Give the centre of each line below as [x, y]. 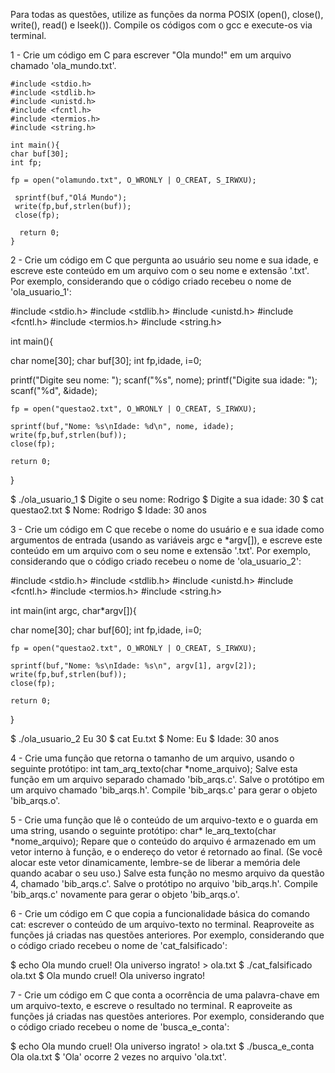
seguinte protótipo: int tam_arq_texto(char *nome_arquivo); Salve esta [154, 768]
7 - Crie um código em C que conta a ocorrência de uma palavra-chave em [165, 995]
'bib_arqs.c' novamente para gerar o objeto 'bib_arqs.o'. [125, 894]
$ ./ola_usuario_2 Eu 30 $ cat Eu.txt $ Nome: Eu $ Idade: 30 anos [145, 738]
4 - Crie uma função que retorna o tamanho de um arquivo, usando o [152, 758]
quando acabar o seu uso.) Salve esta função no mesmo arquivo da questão [167, 873]
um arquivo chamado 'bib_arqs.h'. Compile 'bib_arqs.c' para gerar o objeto [164, 790]
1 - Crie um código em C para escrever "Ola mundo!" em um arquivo [151, 55]
